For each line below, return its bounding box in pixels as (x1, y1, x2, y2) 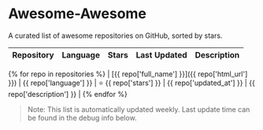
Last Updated (135, 49, 187, 60)
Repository (12, 49, 54, 60)
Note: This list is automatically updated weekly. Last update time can (27, 104, 250, 114)
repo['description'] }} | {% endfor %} (8, 89, 128, 98)
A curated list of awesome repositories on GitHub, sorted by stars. (8, 31, 223, 40)
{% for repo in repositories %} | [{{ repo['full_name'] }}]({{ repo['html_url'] (8, 69, 248, 79)
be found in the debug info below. (27, 113, 137, 122)
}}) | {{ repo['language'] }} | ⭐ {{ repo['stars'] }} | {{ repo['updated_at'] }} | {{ (8, 78, 256, 87)
